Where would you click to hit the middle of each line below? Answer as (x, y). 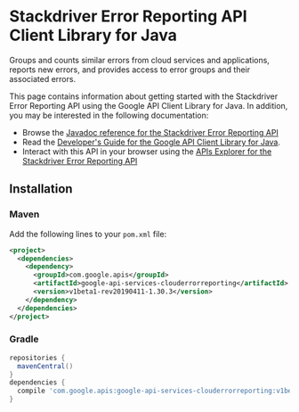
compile (32, 391)
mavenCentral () (45, 366)
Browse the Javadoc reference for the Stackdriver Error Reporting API (150, 132)
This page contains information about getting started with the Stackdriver (144, 96)
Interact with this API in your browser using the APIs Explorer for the (147, 151)
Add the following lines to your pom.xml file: (88, 234)
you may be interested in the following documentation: (109, 115)
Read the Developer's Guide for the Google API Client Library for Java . (151, 142)
